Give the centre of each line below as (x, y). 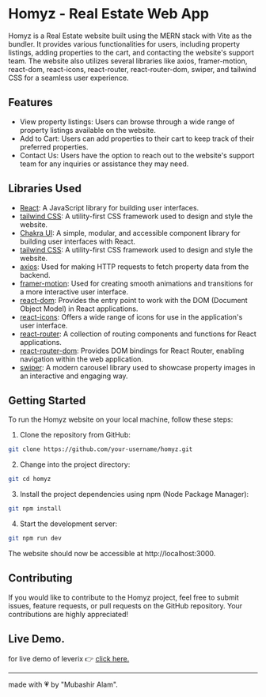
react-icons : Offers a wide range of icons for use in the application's (131, 316)
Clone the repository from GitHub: (75, 435)
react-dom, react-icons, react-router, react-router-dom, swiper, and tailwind (132, 69)
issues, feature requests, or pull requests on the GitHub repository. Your (125, 605)
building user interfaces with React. (78, 241)
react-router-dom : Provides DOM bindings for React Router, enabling (132, 350)
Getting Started (47, 400)
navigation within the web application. (82, 359)
